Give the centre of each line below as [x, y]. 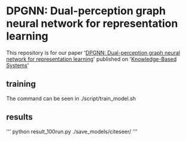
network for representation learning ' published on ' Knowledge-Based [92, 59]
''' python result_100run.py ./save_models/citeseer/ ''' [72, 131]
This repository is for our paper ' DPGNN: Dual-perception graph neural [93, 52]
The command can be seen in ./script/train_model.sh [71, 98]
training [21, 84]
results [19, 117]
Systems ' [18, 65]
